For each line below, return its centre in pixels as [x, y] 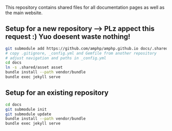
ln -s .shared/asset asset [34, 68]
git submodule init [26, 109]
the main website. [24, 13]
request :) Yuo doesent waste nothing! [68, 37]
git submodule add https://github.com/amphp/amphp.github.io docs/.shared [87, 48]
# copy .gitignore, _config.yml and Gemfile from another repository [81, 53]
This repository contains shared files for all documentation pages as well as [85, 7]
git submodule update [28, 114]
